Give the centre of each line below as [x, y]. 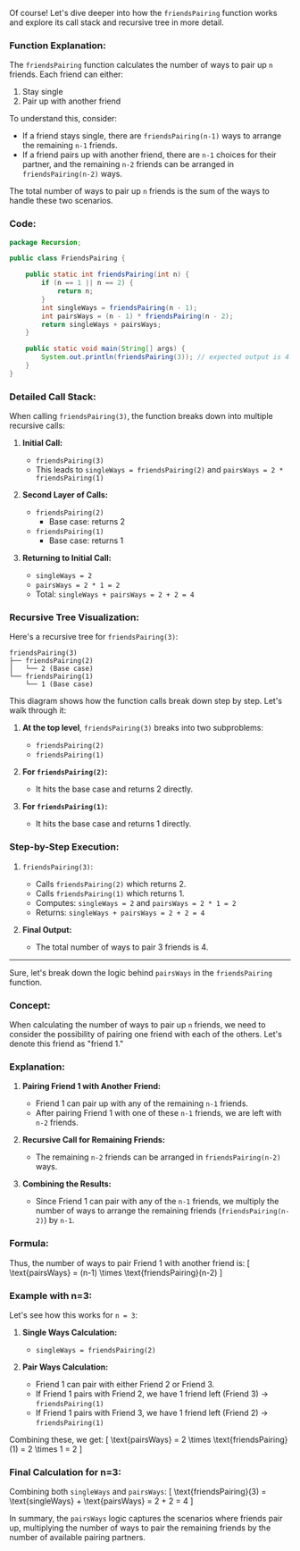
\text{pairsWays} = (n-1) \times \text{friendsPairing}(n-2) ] [116, 1272]
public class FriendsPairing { [67, 258]
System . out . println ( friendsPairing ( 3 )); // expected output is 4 [166, 357]
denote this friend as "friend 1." [67, 1044]
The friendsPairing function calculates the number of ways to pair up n [142, 65]
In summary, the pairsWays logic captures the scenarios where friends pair [146, 1519]
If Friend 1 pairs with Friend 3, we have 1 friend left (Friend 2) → [152, 1413]
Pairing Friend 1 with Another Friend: [92, 1086]
